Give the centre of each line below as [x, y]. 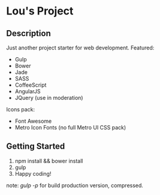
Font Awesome [33, 121]
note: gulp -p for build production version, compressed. [75, 185]
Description [28, 33]
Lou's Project [40, 11]
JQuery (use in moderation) [49, 98]
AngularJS [28, 91]
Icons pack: [21, 109]
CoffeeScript [31, 85]
